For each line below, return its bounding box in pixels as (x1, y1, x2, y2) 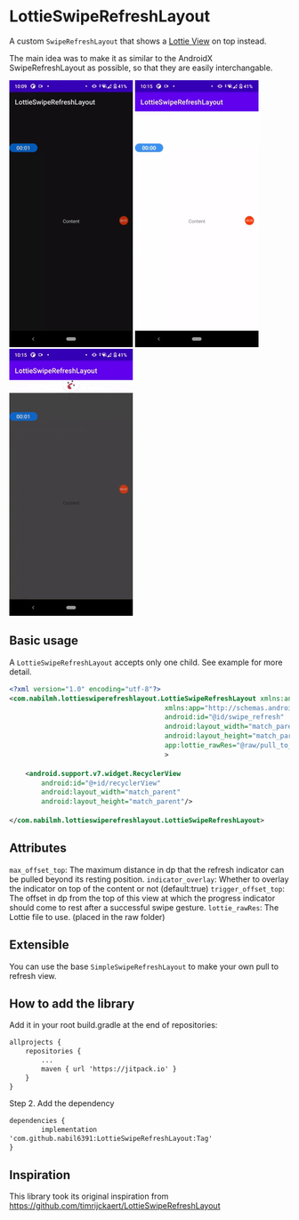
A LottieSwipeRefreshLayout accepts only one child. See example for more (9, 657, 283, 667)
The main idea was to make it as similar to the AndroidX (9, 53, 214, 63)
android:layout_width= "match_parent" (41, 788, 181, 797)
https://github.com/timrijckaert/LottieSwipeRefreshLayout (9, 1200, 221, 1211)
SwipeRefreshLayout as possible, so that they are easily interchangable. (9, 62, 273, 73)
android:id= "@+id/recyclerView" (41, 779, 162, 788)
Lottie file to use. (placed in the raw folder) (9, 911, 166, 922)
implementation (41, 1126, 98, 1135)
